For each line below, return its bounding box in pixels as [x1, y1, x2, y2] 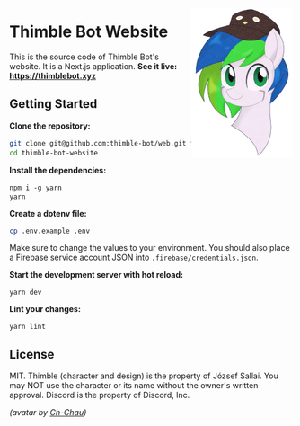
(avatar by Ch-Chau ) [9, 407, 87, 418]
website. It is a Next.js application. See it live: [9, 60, 178, 71]
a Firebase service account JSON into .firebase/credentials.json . [9, 252, 259, 263]
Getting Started [9, 96, 98, 111]
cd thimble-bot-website [9, 148, 99, 157]
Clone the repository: [9, 120, 91, 131]
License [9, 346, 55, 362]
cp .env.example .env [9, 226, 91, 235]
